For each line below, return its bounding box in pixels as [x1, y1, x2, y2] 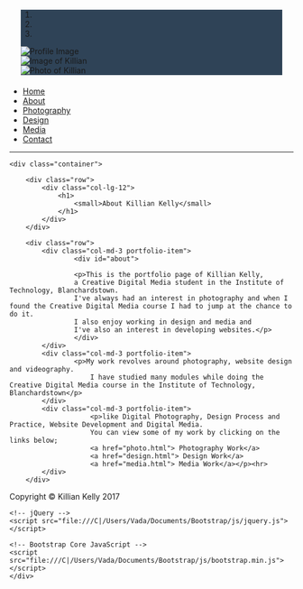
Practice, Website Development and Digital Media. [9, 420, 204, 429]
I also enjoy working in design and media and [73, 318, 252, 327]
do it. [9, 309, 34, 318]
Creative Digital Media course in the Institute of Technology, [9, 381, 256, 390]
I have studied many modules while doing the [89, 373, 264, 382]
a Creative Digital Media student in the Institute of [73, 278, 284, 287]
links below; [9, 436, 59, 445]
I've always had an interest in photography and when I [73, 294, 289, 303]
